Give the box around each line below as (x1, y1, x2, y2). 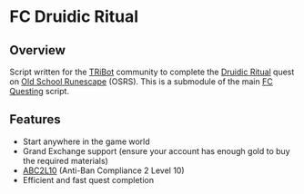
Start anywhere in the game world (22, 136, 150, 147)
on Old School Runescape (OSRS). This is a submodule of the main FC (9, 76, 273, 87)
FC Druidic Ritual (9, 6, 139, 27)
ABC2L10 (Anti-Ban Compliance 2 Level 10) (22, 165, 185, 176)
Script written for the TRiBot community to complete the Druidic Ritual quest (9, 66, 295, 77)
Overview (9, 43, 66, 58)
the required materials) (22, 155, 109, 166)
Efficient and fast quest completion (22, 174, 155, 185)
